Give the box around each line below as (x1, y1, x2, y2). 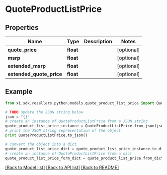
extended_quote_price (7, 71, 62, 78)
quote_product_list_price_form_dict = (5, 156, 85, 161)
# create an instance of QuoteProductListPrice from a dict (5, 151, 133, 156)
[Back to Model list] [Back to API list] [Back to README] (5, 165, 119, 171)
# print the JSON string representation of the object (5, 128, 121, 133)
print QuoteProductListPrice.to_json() (5, 133, 88, 138)
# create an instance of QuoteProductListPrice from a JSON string (5, 119, 148, 124)
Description (83, 38, 113, 45)
